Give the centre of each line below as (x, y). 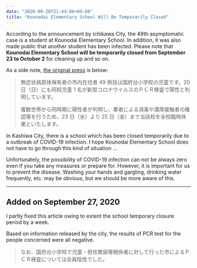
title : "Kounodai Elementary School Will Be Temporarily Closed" (87, 17)
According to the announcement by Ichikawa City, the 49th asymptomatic (95, 33)
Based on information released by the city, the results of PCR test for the (94, 234)
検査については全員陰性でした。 (69, 259)
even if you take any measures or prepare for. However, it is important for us (98, 165)
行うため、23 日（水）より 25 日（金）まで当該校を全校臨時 (109, 116)
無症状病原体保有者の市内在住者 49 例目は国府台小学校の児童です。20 (105, 82)
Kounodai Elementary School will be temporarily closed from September (96, 52)
